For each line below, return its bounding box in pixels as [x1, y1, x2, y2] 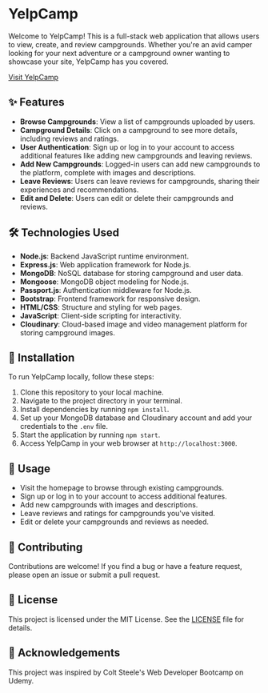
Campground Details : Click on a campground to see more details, [19, 125, 238, 134]
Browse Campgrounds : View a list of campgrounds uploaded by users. [19, 117, 256, 126]
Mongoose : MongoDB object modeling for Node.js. [19, 277, 190, 286]
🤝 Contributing [8, 540, 83, 554]
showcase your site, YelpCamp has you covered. [8, 57, 170, 66]
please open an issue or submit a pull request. [8, 570, 161, 579]
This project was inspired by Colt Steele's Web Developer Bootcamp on [8, 667, 244, 677]
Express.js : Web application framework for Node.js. [19, 259, 192, 269]
